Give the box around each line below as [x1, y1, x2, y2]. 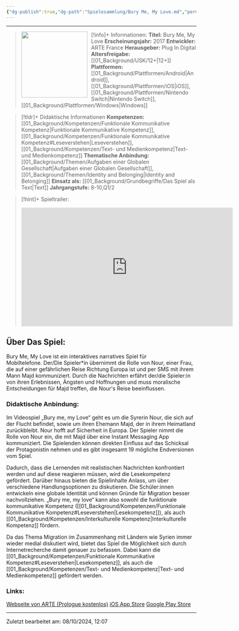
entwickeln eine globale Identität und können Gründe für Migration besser [6, 489, 190, 496]
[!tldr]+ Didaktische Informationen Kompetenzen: [21, 113, 145, 121]
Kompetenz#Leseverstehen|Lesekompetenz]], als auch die [6, 559, 153, 566]
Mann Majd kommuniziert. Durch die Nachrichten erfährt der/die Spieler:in [6, 372, 191, 379]
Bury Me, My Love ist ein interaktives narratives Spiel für [6, 353, 147, 360]
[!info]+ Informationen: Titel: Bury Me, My [91, 31, 195, 38]
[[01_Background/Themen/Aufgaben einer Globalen [21, 158, 150, 165]
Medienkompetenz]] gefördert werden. [6, 571, 103, 579]
